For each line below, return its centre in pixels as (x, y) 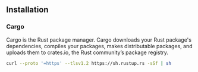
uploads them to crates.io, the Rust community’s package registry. (87, 52)
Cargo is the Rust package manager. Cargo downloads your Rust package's (99, 40)
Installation (27, 10)
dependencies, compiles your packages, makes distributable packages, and (99, 46)
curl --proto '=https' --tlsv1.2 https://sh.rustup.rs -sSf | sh (89, 63)
